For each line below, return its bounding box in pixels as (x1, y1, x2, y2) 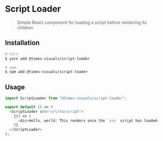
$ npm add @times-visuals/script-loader (5, 70, 88, 74)
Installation (5, 39, 40, 47)
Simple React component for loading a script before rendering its (16, 19, 147, 25)
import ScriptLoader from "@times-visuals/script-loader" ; (5, 96, 127, 101)
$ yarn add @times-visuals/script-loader (5, 56, 90, 61)
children (16, 24, 33, 30)
